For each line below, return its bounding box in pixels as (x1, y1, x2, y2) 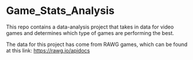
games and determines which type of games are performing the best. (6, 29, 174, 36)
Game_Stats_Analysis (6, 4, 115, 17)
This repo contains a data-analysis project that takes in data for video (6, 23, 174, 30)
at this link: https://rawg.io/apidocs (6, 47, 90, 54)
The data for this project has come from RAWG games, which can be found (6, 41, 188, 48)
